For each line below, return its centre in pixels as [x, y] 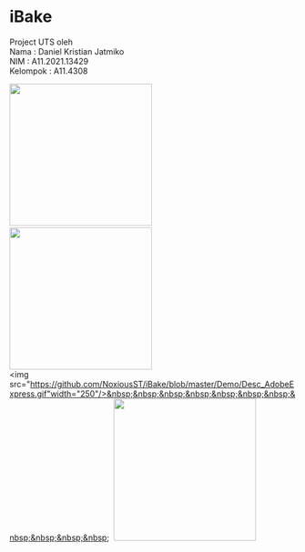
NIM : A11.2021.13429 [49, 61]
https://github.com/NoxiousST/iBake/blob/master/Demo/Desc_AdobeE [162, 384]
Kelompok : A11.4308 [49, 71]
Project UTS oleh [41, 42]
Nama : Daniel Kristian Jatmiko [67, 51]
